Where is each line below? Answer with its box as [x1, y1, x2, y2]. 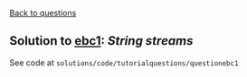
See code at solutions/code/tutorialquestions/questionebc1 [9, 57, 239, 68]
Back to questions [9, 8, 77, 18]
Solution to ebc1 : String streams [9, 33, 194, 48]
